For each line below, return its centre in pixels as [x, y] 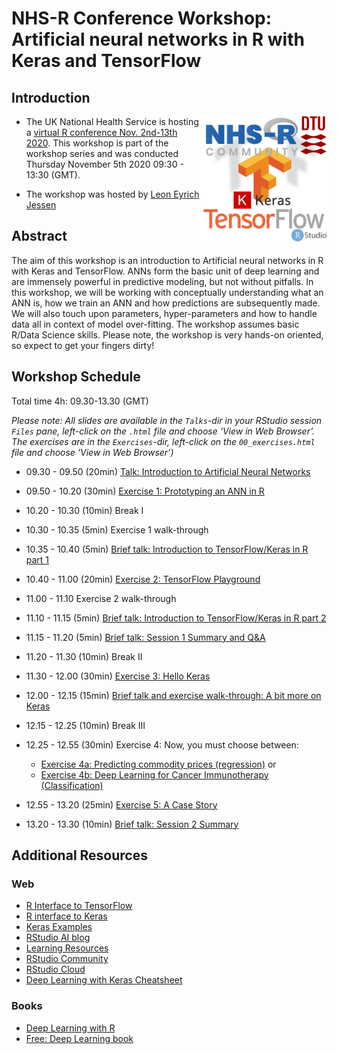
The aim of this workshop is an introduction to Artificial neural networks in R [167, 260]
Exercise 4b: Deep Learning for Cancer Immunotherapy [154, 774]
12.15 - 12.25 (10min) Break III [85, 725]
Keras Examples [59, 927]
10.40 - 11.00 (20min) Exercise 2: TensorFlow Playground [143, 579]
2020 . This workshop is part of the [97, 143]
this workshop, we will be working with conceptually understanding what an [167, 292]
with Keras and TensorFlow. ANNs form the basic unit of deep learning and [165, 271]
